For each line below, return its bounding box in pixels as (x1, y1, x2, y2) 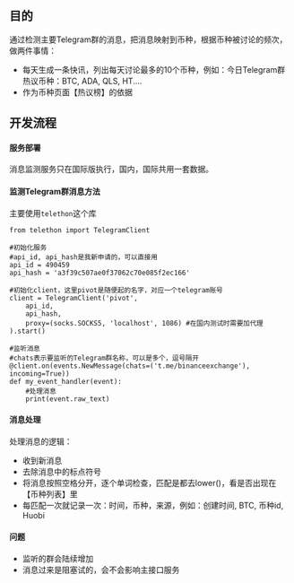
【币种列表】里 (22, 488, 78, 500)
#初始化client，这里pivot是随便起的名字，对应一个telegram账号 (9, 285, 223, 294)
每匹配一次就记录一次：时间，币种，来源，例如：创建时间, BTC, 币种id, (22, 500, 284, 510)
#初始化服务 (9, 243, 48, 252)
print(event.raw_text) (25, 394, 110, 404)
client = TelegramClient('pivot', (9, 293, 139, 302)
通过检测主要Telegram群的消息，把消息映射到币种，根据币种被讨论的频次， (9, 34, 288, 45)
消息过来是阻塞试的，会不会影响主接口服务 (22, 564, 180, 576)
